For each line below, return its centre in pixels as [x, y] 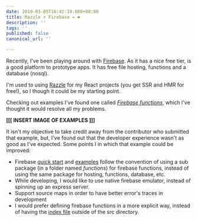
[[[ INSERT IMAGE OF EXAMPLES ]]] [51, 120]
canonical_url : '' [29, 39]
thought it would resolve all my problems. [56, 109]
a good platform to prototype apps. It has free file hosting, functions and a [96, 67]
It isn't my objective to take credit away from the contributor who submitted [98, 131]
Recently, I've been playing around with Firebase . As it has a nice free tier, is [99, 61]
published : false [27, 34]
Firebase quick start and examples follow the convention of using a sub [101, 162]
